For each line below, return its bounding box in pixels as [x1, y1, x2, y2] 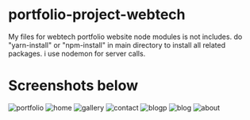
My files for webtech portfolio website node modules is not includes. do [8, 32, 243, 41]
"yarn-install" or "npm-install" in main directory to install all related [8, 40, 226, 49]
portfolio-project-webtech [8, 6, 186, 24]
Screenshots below [8, 77, 139, 95]
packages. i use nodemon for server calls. [8, 48, 146, 58]
